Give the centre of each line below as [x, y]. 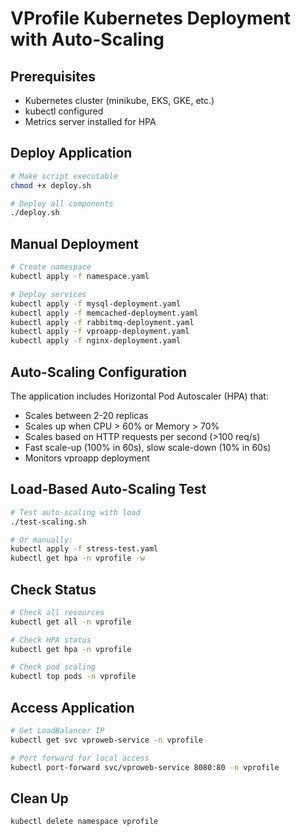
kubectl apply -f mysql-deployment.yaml [96, 303]
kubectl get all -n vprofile [71, 622]
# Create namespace [51, 267]
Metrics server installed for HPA [90, 121]
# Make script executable [64, 176]
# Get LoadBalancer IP [57, 731]
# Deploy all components [62, 203]
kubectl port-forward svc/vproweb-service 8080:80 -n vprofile [145, 767]
